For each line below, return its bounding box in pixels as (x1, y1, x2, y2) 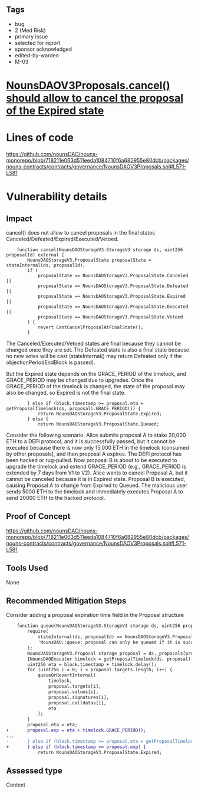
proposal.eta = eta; (27, 722, 78, 728)
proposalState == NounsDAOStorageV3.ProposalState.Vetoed (37, 314, 183, 320)
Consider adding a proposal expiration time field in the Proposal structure (6, 612, 184, 619)
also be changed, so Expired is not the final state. (6, 389, 126, 396)
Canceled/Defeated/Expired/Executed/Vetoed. (6, 235, 119, 242)
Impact (6, 213, 32, 223)
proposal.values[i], (48, 688, 99, 695)
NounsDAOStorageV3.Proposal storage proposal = (27, 650, 146, 656)
